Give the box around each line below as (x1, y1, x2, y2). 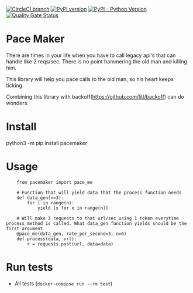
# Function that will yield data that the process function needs (16, 190, 182, 196)
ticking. (6, 82, 24, 89)
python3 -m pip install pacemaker (6, 139, 88, 146)
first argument (6, 225, 43, 231)
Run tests (6, 261, 53, 274)
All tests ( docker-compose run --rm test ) (14, 279, 113, 287)
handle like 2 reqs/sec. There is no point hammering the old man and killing (6, 58, 187, 65)
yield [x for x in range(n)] (37, 205, 109, 211)
